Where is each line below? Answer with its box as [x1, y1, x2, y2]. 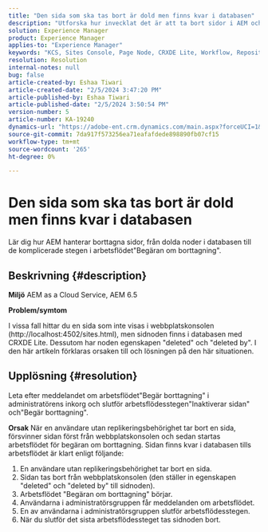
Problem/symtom [8, 305, 68, 315]
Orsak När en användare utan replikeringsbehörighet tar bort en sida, [8, 423, 237, 432]
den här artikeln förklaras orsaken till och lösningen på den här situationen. [8, 346, 254, 356]
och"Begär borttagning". [8, 408, 89, 417]
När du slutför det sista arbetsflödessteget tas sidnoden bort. [19, 514, 221, 524]
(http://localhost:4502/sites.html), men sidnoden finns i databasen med [8, 329, 242, 339]
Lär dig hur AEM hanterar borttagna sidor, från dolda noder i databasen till [8, 237, 251, 247]
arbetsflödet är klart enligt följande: [8, 448, 124, 458]
